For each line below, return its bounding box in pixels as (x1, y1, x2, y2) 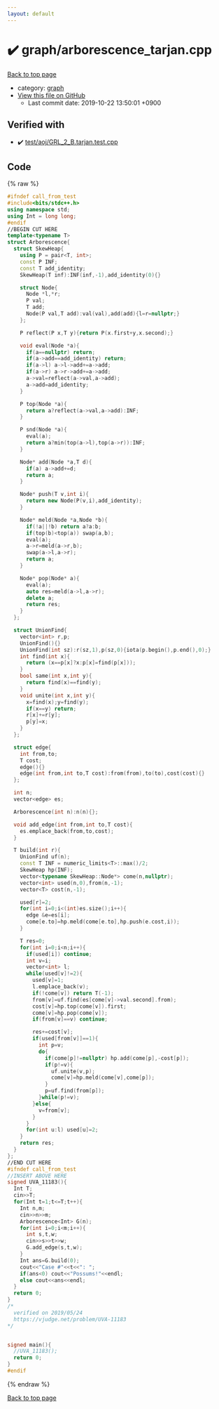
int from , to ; (20, 750, 58, 757)
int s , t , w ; (25, 1231, 58, 1238)
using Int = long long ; (7, 212, 77, 220)
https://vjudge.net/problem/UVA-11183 (13, 1316, 127, 1323)
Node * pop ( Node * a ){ (20, 575, 80, 582)
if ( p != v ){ (44, 1061, 73, 1068)
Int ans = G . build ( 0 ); (20, 1257, 80, 1264)
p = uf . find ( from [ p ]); (44, 1087, 105, 1094)
